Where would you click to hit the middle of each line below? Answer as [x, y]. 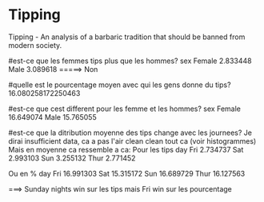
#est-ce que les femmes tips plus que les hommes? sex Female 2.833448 [130, 61]
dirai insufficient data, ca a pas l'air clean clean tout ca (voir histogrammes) [132, 141]
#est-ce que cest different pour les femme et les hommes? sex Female [125, 109]
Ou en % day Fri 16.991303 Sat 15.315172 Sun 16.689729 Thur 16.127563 [127, 173]
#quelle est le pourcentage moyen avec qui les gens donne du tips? [120, 85]
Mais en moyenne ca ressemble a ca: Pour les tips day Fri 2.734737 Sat [126, 149]
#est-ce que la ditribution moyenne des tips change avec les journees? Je [130, 133]
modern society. [35, 45]
